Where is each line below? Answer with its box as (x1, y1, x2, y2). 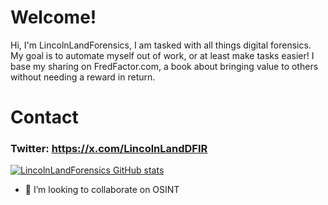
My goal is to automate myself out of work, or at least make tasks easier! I (10, 49, 315, 61)
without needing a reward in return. (10, 71, 156, 83)
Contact (10, 106, 79, 129)
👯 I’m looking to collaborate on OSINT (24, 184, 180, 196)
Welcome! (10, 6, 97, 29)
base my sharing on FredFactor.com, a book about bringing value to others (10, 60, 319, 72)
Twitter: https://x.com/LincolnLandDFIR (10, 142, 208, 156)
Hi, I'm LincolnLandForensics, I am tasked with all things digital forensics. (10, 39, 312, 51)
